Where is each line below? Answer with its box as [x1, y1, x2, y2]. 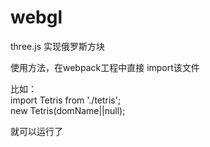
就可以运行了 [10, 125, 63, 137]
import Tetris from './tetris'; [10, 94, 122, 106]
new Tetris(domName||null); [10, 104, 126, 116]
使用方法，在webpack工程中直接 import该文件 [10, 61, 200, 73]
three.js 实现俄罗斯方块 [10, 40, 105, 52]
